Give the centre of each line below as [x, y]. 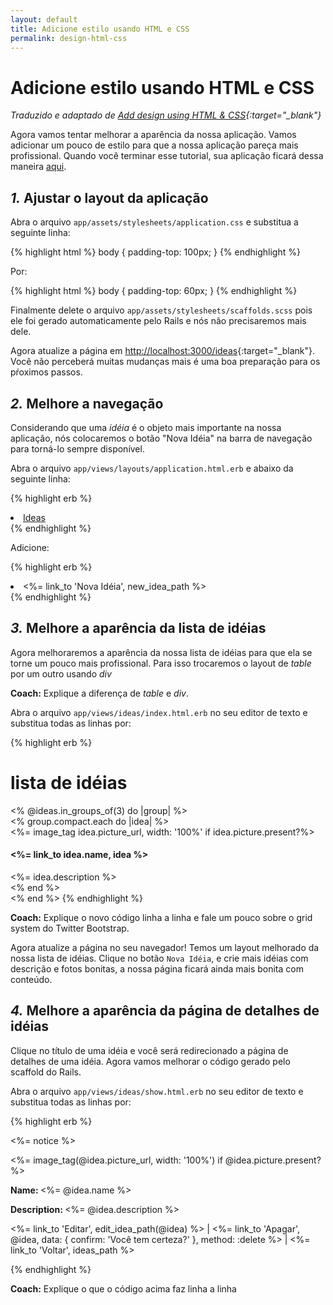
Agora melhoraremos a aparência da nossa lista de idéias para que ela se [161, 652]
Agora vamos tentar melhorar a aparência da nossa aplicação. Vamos [153, 135]
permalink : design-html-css [69, 38]
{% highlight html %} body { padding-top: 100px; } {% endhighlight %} [155, 252]
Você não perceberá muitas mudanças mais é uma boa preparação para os [165, 362]
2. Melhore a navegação [87, 403]
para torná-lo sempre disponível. [77, 448]
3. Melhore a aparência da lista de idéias [138, 628]
